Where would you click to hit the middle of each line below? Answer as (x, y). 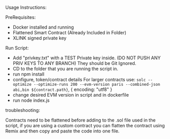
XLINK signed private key (40, 38)
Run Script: (17, 48)
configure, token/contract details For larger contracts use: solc (79, 79)
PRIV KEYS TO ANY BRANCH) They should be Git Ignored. (74, 63)
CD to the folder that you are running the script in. (65, 69)
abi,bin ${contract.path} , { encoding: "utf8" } (62, 89)
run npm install (29, 74)
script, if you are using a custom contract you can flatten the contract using (85, 125)
